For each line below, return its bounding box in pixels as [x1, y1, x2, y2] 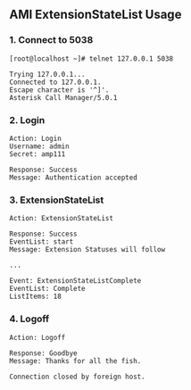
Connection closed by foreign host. [9, 372, 145, 381]
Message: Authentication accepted [9, 173, 138, 182]
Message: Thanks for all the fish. [9, 356, 142, 365]
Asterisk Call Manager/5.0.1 [9, 93, 118, 102]
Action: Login [9, 134, 62, 143]
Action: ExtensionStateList [9, 214, 114, 223]
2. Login [9, 113, 46, 126]
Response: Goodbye [9, 348, 78, 358]
